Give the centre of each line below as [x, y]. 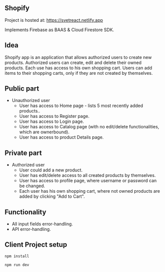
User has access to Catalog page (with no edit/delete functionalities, [89, 127]
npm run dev [17, 265]
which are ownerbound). [44, 132]
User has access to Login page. [52, 121]
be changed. [32, 186]
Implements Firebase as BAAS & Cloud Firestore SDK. [59, 30]
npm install [17, 256]
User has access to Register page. [54, 116]
